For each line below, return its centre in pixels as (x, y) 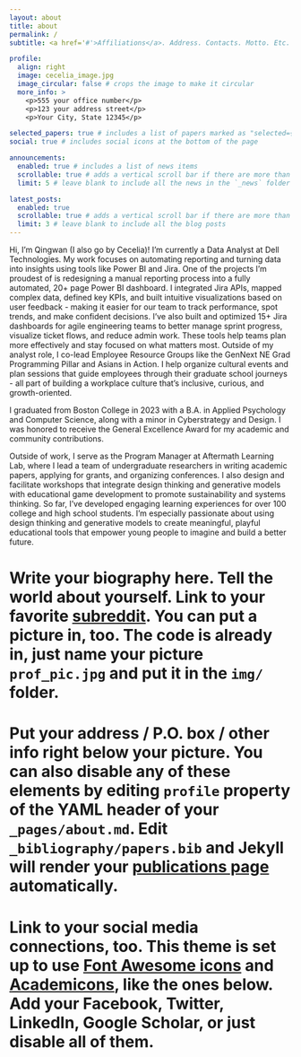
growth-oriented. (41, 393)
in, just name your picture (107, 655)
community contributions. (57, 439)
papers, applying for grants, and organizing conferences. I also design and (147, 475)
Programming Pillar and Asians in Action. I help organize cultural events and (149, 364)
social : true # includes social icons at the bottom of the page (133, 142)
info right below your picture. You (136, 752)
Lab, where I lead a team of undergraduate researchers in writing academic (149, 466)
